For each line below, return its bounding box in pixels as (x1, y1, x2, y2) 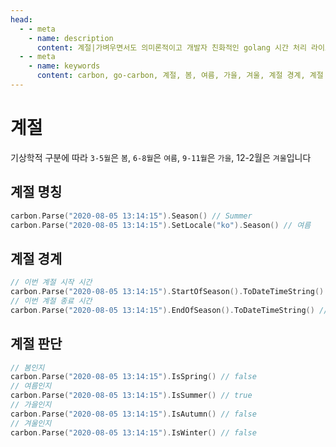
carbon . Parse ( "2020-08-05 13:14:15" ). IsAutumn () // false (10, 409, 257, 419)
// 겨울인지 (10, 418, 52, 428)
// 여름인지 (10, 381, 52, 391)
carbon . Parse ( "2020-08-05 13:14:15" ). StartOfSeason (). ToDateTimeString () (10, 287, 325, 297)
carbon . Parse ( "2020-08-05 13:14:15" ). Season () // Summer (10, 211, 253, 221)
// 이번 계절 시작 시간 (10, 277, 93, 288)
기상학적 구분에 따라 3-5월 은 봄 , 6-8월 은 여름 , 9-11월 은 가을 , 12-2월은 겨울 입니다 (10, 151, 312, 163)
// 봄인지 (10, 362, 45, 373)
